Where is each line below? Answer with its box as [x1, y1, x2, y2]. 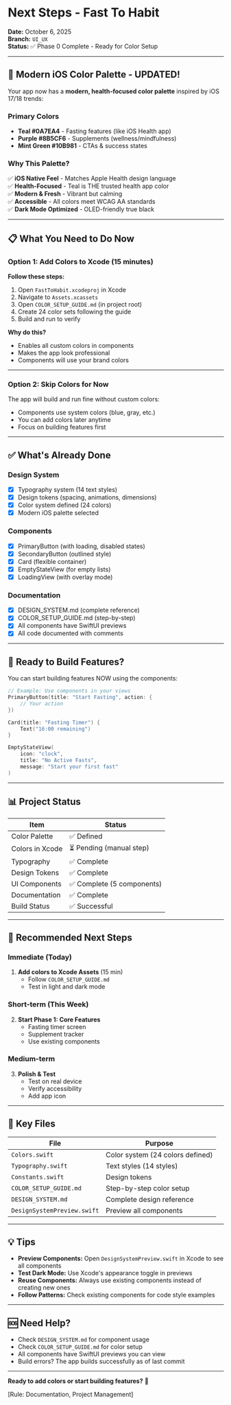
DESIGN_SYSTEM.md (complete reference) [17, 606, 140, 615]
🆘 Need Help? [8, 1317, 71, 1329]
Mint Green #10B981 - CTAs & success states [17, 142, 148, 150]
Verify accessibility [27, 1084, 82, 1092]
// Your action [20, 700, 64, 707]
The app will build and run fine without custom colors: [8, 395, 160, 403]
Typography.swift [11, 1161, 68, 1170]
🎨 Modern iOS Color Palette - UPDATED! [8, 69, 180, 80]
